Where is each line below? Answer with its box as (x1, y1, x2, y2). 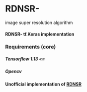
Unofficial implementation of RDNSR (5, 81, 82, 87)
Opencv (5, 68, 22, 74)
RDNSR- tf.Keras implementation (5, 31, 75, 37)
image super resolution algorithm (5, 19, 73, 25)
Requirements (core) (5, 43, 56, 50)
